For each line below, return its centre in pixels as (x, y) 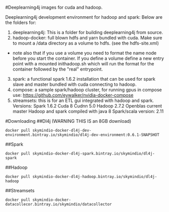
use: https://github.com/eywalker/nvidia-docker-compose (73, 95)
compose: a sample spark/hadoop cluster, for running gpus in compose (87, 90)
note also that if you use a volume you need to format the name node (85, 53)
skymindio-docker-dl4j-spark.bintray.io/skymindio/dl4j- (94, 154)
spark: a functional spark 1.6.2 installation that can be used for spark (84, 79)
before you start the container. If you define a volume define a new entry (88, 58)
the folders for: (21, 23)
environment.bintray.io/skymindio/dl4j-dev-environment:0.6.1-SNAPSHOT (82, 135)
